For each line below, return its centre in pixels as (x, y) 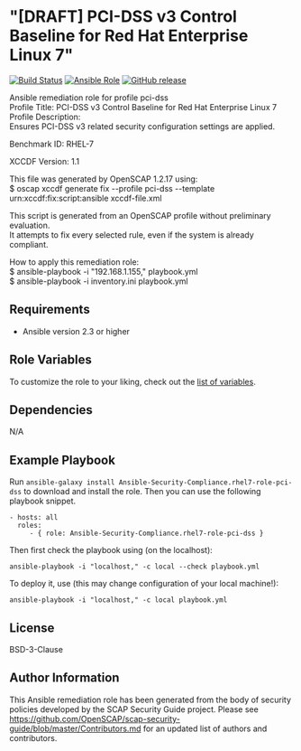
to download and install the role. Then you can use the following (142, 492)
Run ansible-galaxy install (62, 482)
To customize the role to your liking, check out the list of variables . (133, 381)
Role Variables (50, 360)
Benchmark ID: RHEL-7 (52, 144)
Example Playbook (62, 460)
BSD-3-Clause (36, 649)
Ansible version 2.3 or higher (76, 331)
